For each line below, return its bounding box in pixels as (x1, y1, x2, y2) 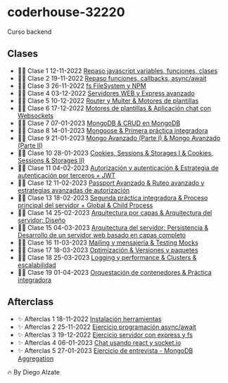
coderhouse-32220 (7, 4, 125, 20)
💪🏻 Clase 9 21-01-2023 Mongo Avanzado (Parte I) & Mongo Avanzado (17, 134, 220, 142)
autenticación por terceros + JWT (17, 171, 116, 179)
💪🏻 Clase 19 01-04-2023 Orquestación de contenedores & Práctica (17, 268, 213, 276)
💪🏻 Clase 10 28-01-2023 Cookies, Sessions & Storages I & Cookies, (17, 148, 213, 157)
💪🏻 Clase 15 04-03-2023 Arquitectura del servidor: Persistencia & (17, 223, 209, 232)
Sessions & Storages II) (17, 156, 85, 164)
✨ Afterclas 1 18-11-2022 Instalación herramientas (17, 314, 162, 323)
